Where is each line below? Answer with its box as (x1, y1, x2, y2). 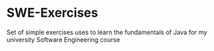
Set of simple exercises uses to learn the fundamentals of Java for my (6, 28, 208, 36)
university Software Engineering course (6, 35, 121, 43)
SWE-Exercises (6, 5, 98, 21)
